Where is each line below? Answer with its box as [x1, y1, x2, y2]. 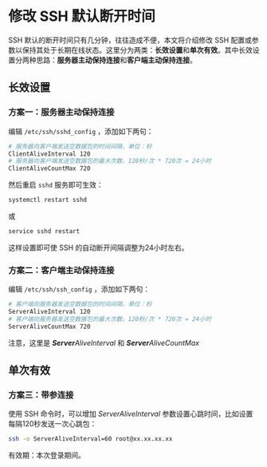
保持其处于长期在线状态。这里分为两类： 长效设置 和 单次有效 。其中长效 [22, 45, 253, 54]
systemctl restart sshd [8, 196, 88, 204]
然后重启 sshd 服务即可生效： [8, 180, 104, 190]
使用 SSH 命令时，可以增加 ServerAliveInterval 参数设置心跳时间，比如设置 [8, 409, 253, 419]
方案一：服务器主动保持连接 [8, 107, 115, 118]
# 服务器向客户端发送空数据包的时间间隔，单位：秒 [8, 142, 152, 150]
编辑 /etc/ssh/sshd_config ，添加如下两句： [8, 126, 154, 136]
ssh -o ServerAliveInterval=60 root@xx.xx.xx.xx [8, 435, 173, 443]
